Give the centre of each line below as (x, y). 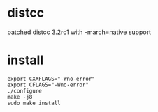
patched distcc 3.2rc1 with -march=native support (79, 32)
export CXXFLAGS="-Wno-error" (51, 79)
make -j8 (20, 97)
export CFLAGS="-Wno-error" (48, 85)
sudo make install (34, 103)
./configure (24, 91)
